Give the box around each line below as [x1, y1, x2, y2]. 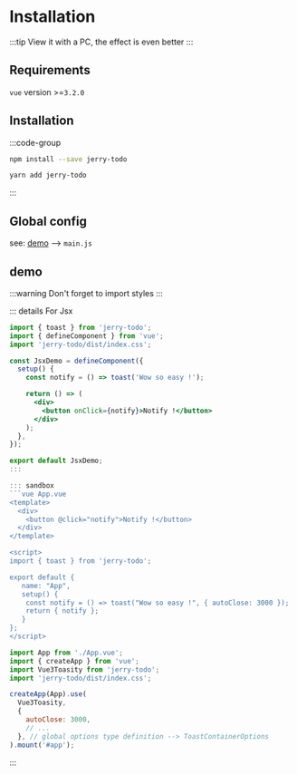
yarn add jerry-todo [9, 170, 88, 180]
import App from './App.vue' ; [9, 648, 124, 657]
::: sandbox [9, 481, 54, 490]
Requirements [9, 63, 91, 78]
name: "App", [21, 581, 71, 590]
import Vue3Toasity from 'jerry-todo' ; [9, 664, 160, 674]
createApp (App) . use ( [9, 690, 88, 699]
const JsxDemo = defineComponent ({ [9, 356, 144, 365]
